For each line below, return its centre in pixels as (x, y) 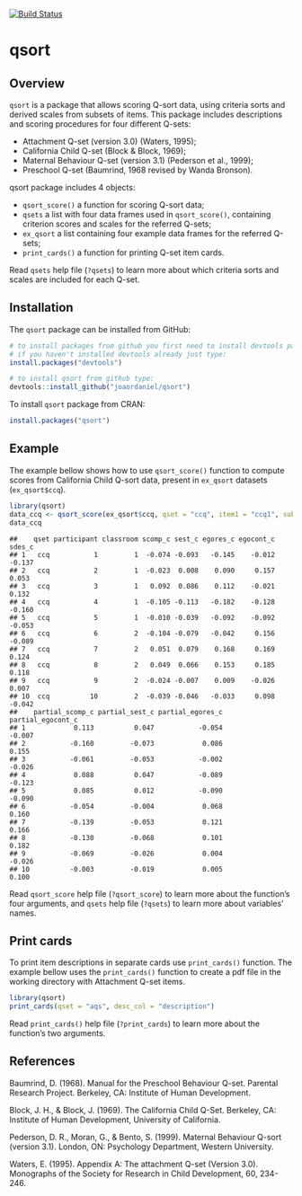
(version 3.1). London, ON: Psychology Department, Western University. (142, 1147)
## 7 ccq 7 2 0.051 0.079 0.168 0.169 (142, 649)
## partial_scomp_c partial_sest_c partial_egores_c (116, 712)
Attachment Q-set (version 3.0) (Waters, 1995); (109, 141)
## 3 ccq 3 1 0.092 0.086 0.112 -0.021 (142, 586)
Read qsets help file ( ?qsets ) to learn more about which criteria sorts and (144, 270)
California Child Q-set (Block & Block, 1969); (104, 151)
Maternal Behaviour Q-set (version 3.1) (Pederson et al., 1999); (138, 160)
